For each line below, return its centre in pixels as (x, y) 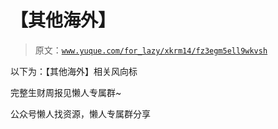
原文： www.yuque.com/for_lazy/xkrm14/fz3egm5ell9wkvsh (151, 50)
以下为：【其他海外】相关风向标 (74, 71)
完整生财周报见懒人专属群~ (66, 92)
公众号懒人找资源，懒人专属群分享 (80, 113)
